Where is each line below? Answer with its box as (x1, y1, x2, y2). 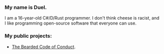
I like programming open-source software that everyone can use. (4, 20, 136, 26)
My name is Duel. (4, 4, 47, 11)
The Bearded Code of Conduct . (11, 44, 76, 50)
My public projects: (4, 32, 52, 39)
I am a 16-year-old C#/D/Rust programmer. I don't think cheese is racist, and (4, 15, 160, 21)
